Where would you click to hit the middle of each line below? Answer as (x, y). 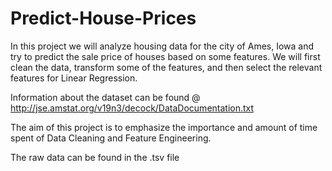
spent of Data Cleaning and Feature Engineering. (111, 138)
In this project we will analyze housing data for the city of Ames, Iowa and (162, 46)
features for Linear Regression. (74, 78)
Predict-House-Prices (103, 18)
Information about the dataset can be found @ (105, 97)
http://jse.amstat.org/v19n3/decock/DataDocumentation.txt (132, 108)
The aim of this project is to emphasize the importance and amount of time (164, 127)
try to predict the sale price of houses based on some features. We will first (165, 56)
